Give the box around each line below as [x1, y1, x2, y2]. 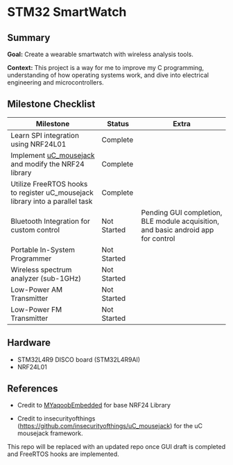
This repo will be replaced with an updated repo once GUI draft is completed [7, 443, 226, 451]
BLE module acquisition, [141, 216, 220, 226]
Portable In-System [10, 245, 75, 254]
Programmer [10, 254, 52, 263]
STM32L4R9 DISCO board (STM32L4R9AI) [17, 355, 141, 364]
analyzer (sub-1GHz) [10, 273, 82, 283]
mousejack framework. [17, 429, 83, 437]
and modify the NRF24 [10, 159, 85, 168]
